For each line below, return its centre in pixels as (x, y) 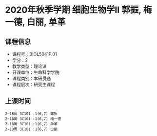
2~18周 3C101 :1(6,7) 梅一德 (33, 119)
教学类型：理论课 (29, 66)
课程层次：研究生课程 (33, 85)
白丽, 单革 (46, 22)
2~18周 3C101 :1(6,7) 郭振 (31, 114)
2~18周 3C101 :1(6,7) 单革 (31, 124)
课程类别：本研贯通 (31, 78)
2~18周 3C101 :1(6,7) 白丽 (31, 129)
